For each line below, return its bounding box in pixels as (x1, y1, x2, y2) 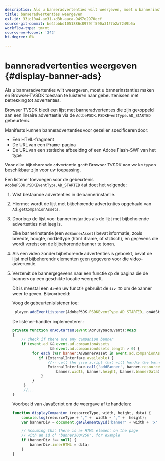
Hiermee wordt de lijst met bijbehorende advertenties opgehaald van (12, 200, 151, 207)
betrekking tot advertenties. (5, 97, 61, 103)
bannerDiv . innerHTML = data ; (30, 442, 90, 447)
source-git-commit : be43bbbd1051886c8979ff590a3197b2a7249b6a (5, 21, 135, 26)
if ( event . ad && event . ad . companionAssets (21, 342, 110, 347)
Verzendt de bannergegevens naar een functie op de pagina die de (12, 270, 148, 276)
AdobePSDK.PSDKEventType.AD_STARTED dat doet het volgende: (5, 182, 127, 188)
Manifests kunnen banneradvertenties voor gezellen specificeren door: (5, 127, 149, 133)
